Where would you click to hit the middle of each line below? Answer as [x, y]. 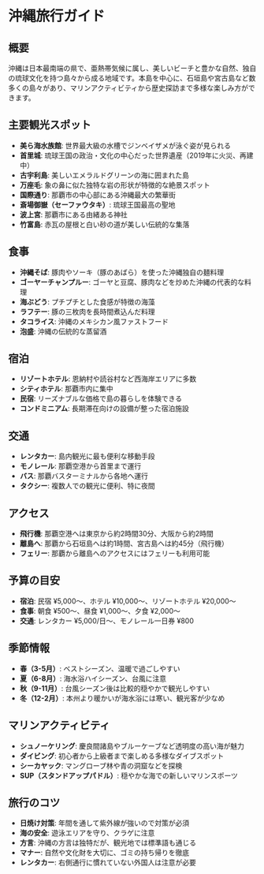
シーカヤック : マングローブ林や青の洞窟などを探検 [101, 765]
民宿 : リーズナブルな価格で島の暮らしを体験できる [101, 398]
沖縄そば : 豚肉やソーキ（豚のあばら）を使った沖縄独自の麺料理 [122, 272]
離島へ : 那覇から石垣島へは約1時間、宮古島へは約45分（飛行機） [124, 543]
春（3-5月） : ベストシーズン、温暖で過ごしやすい [100, 668]
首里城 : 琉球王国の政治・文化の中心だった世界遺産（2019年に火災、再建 [136, 155]
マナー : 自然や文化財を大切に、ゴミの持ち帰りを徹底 [104, 853]
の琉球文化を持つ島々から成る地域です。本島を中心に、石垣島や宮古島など [129, 78]
